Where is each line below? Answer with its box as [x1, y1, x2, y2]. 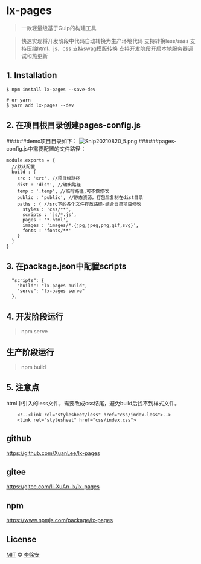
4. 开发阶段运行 [6, 311, 63, 321]
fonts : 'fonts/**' [22, 228, 71, 234]
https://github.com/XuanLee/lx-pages [6, 449, 101, 457]
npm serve [21, 328, 48, 335]
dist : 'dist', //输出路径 [17, 182, 81, 188]
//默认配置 [11, 163, 36, 169]
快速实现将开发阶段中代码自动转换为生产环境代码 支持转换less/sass [21, 37, 189, 44]
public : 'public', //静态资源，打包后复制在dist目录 [17, 194, 144, 200]
